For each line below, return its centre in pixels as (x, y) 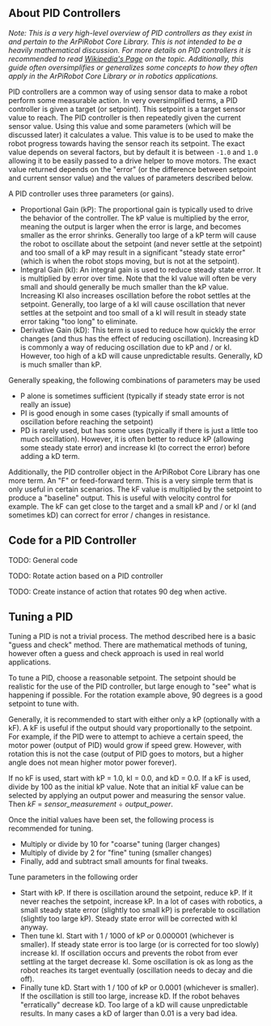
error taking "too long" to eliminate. (79, 321)
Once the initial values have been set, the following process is (111, 820)
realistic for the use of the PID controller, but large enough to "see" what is (132, 687)
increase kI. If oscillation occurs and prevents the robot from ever (129, 953)
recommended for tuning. (51, 829)
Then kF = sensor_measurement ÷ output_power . (91, 804)
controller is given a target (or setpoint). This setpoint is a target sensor (127, 109)
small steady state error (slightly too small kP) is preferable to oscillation (140, 910)
